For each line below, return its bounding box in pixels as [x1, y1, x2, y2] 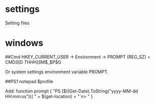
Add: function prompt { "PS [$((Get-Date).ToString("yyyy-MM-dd [5, 88, 138, 94]
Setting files [5, 20, 30, 26]
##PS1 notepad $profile [5, 78, 53, 84]
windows [5, 37, 44, 49]
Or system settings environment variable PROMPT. [5, 69, 109, 75]
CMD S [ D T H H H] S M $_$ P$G [5, 59, 61, 65]
